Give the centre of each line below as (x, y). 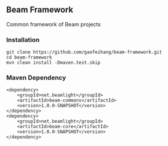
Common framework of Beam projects (53, 24)
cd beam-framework (29, 57)
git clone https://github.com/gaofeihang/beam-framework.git (84, 52)
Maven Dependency (36, 78)
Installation (23, 39)
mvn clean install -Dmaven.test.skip (53, 63)
